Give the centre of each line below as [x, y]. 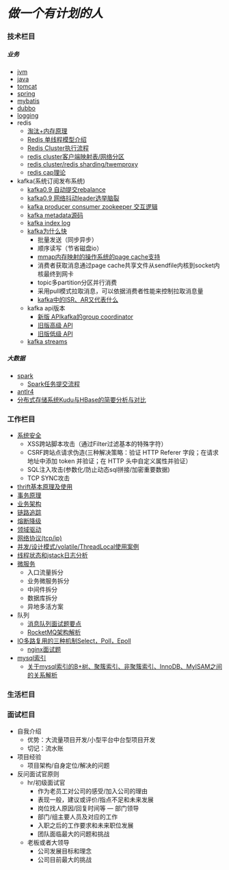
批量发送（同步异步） [67, 240]
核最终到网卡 [55, 274]
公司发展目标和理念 [65, 851]
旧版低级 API [55, 334]
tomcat [27, 86]
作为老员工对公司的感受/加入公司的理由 [93, 791]
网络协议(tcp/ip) [40, 538]
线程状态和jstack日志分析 [52, 556]
